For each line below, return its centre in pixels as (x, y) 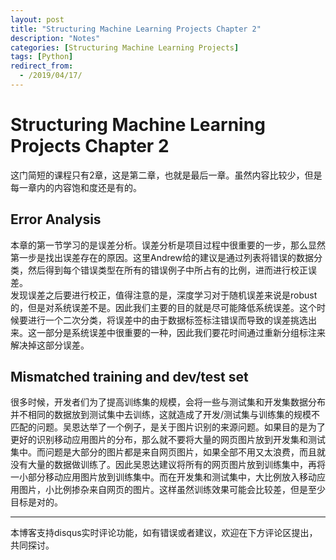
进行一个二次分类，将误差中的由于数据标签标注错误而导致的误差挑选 (167, 320)
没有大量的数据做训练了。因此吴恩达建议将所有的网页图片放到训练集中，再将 (168, 465)
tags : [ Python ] (42, 57)
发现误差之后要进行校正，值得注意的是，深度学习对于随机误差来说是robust (164, 295)
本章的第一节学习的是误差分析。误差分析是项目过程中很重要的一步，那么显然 (168, 245)
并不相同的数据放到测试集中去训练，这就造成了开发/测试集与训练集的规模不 (165, 415)
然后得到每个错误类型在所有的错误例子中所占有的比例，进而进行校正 (167, 270)
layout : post (37, 19)
